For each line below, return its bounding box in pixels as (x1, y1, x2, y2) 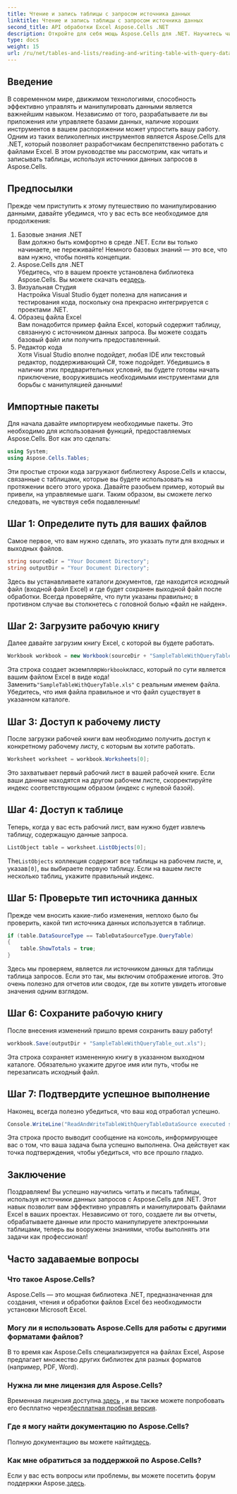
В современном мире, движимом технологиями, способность (7, 95, 196, 103)
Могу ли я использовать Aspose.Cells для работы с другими (7, 1322, 227, 1332)
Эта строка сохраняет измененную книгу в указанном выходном (7, 1053, 205, 1061)
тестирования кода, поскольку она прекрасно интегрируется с (17, 297, 209, 306)
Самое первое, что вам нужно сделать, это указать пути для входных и (7, 536, 224, 545)
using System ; (7, 448, 49, 456)
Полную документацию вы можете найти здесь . (7, 1437, 152, 1446)
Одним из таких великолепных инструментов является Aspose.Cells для (7, 132, 226, 141)
